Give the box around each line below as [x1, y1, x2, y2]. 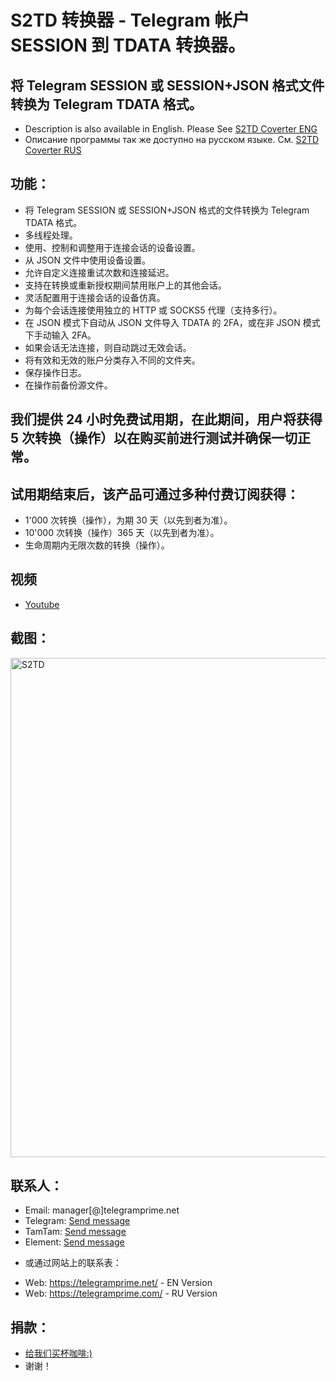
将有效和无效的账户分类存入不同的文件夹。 [24, 354, 201, 366]
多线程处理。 [24, 229, 78, 241]
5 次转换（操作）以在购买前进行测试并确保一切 [10, 430, 298, 447]
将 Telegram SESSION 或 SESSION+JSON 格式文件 [10, 77, 325, 94]
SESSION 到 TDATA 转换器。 [10, 34, 246, 57]
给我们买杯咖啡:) [24, 1347, 93, 1360]
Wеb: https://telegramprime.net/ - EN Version [24, 1277, 213, 1289]
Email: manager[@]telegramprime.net [24, 1204, 180, 1216]
